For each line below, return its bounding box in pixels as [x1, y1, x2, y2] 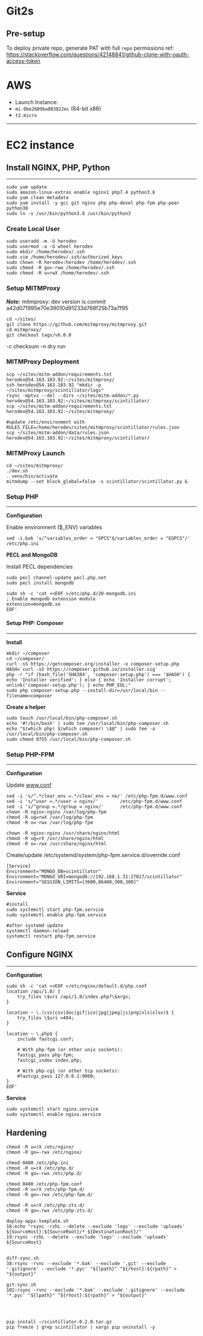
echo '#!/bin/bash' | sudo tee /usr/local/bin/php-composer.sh [6, 720, 169, 726]
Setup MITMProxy [6, 284, 60, 293]
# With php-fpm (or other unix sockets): [17, 1047, 123, 1053]
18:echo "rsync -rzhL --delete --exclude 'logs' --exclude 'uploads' [6, 1223, 185, 1229]
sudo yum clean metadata [6, 194, 69, 200]
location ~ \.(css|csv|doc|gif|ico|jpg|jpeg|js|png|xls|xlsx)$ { [6, 1010, 174, 1016]
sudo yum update [6, 184, 47, 190]
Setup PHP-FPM [6, 750, 54, 758]
